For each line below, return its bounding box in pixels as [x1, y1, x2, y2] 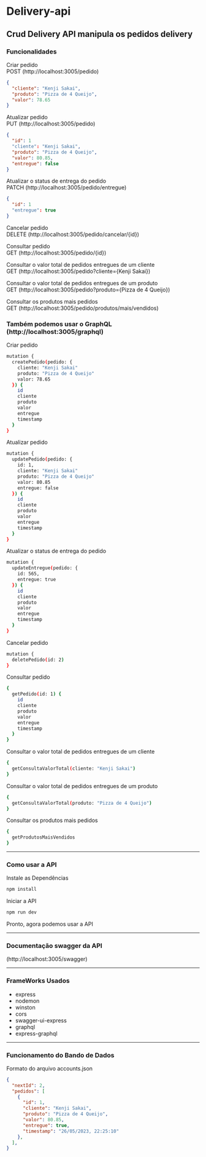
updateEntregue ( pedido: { [12, 565, 78, 571]
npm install [6, 887, 37, 893]
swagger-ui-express [15, 1016, 67, 1024]
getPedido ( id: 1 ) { [12, 691, 62, 697]
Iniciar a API [6, 898, 37, 905]
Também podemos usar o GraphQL [6, 320, 112, 328]
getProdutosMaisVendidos [12, 834, 75, 840]
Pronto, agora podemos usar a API [6, 920, 93, 928]
